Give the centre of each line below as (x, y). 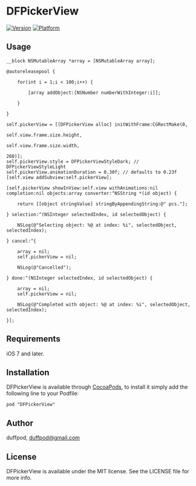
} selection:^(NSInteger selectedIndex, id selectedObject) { (86, 214)
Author (20, 423)
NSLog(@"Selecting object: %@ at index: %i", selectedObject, (97, 225)
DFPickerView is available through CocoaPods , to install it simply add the (97, 387)
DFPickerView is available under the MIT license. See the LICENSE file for (98, 471)
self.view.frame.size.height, (44, 135)
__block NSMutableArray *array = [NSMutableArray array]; (81, 61)
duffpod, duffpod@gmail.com (43, 438)
